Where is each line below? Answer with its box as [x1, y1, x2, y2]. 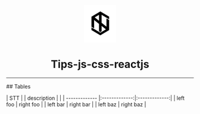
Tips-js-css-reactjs [50, 58, 150, 71]
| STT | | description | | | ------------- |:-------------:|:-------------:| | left [6, 94, 185, 101]
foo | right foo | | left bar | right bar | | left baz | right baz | [6, 100, 146, 108]
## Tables [6, 82, 31, 90]
